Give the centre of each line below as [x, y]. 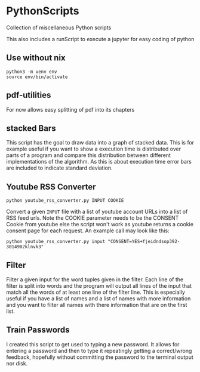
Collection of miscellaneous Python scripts [59, 27]
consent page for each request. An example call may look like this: [88, 230]
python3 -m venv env [32, 72]
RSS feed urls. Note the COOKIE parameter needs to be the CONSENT [93, 218]
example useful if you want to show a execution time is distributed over [93, 149]
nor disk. [17, 363]
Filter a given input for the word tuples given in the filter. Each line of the [95, 279]
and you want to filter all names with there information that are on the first [97, 305]
